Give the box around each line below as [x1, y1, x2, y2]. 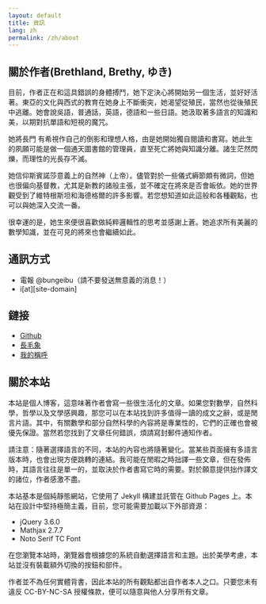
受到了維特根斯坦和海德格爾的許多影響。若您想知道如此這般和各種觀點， [14, 191, 251, 201]
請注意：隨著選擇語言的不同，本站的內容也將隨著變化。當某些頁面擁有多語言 [8, 445, 258, 454]
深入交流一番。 [35, 201, 85, 210]
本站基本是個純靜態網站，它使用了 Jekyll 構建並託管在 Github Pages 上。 [8, 491, 245, 500]
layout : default [8, 11, 62, 20]
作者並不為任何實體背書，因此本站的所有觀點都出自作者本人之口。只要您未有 [8, 576, 258, 587]
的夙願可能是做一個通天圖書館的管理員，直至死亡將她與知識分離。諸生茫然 [8, 144, 251, 154]
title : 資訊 [8, 19, 45, 27]
